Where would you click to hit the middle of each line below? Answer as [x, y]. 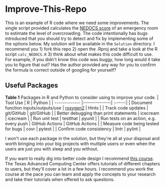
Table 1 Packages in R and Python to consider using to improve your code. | [82, 97]
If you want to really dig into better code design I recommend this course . [80, 158]
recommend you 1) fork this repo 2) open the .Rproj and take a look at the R [81, 49]
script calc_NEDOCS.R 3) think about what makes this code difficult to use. [79, 54]
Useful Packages [32, 86]
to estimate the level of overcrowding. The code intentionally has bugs [76, 33]
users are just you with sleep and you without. [52, 149]
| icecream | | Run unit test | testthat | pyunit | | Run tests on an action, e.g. [81, 118]
